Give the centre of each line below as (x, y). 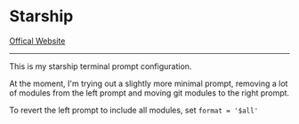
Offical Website (37, 41)
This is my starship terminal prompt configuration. (101, 66)
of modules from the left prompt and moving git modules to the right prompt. (149, 93)
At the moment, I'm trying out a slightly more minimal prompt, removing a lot (149, 83)
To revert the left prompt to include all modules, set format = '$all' (134, 110)
